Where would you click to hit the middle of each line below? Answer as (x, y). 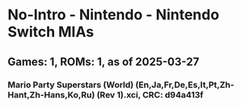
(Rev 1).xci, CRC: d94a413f (150, 94)
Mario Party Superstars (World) (71, 85)
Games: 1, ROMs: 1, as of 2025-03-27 (104, 62)
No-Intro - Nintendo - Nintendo (114, 15)
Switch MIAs (51, 32)
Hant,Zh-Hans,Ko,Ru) (51, 94)
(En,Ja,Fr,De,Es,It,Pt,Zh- (185, 85)
